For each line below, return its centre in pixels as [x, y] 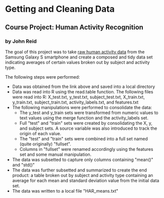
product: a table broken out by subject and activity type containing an [82, 175]
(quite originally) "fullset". [45, 144]
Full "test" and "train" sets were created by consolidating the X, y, [86, 123]
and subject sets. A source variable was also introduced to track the [88, 128]
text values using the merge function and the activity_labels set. [84, 118]
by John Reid [21, 41]
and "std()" [24, 165]
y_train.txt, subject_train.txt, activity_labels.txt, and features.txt [75, 102]
